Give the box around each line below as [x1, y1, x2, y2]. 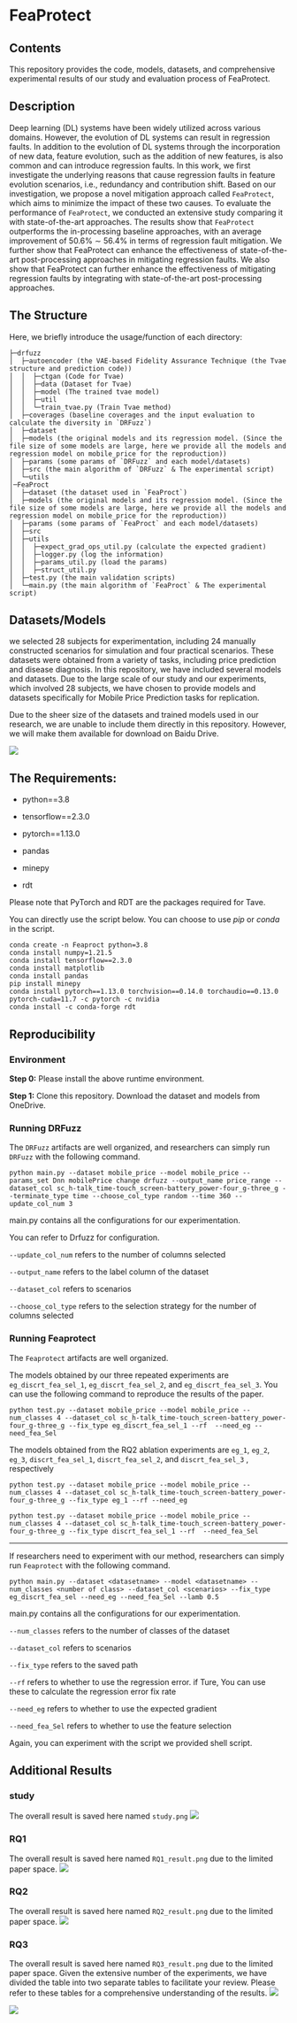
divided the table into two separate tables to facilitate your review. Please [9, 1977, 276, 1988]
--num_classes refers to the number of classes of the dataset [9, 1625, 230, 1635]
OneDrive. [9, 1099, 46, 1111]
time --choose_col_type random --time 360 [72, 1192, 232, 1201]
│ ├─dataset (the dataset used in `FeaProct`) [9, 488, 188, 496]
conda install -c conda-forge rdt [9, 1003, 137, 1011]
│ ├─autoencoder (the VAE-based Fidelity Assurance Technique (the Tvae [9, 356, 287, 365]
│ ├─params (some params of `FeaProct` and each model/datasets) [9, 519, 259, 527]
